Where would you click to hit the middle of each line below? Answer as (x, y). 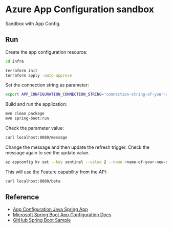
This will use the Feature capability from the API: (56, 172)
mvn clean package (25, 113)
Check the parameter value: (35, 128)
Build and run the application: (36, 104)
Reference (22, 197)
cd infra (15, 61)
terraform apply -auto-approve (39, 75)
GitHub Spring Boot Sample (42, 220)
